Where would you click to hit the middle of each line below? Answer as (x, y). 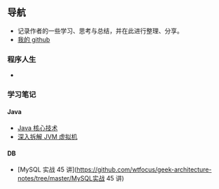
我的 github (34, 39)
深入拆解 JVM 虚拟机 (47, 137)
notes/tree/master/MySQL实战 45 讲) (71, 178)
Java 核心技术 (37, 128)
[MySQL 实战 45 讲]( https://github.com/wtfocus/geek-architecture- (114, 169)
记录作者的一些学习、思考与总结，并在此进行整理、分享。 (100, 31)
